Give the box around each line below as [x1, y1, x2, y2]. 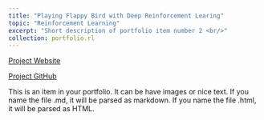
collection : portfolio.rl [8, 34, 95, 42]
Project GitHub [8, 71, 58, 81]
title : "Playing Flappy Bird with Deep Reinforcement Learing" [8, 11, 225, 20]
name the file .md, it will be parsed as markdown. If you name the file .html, [8, 95, 257, 105]
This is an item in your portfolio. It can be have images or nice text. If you [8, 87, 249, 97]
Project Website [8, 56, 61, 66]
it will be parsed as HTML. [8, 104, 95, 114]
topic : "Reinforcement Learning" [8, 19, 120, 27]
